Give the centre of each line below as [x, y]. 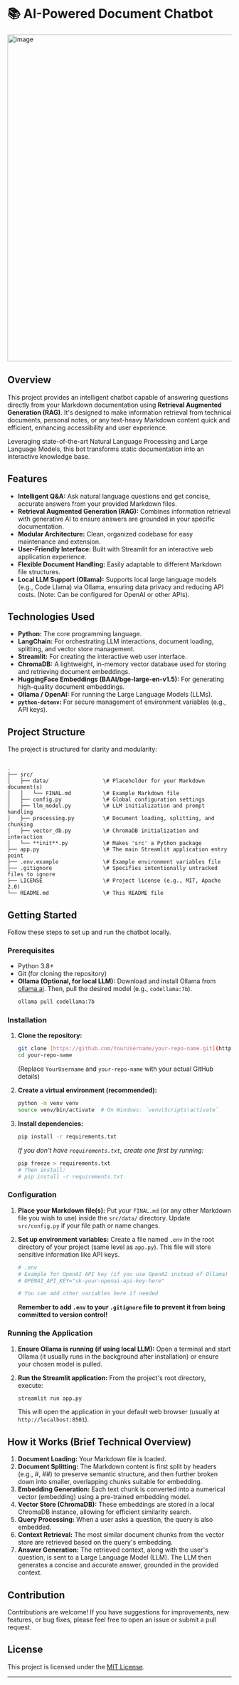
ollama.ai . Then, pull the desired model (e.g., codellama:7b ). [105, 989]
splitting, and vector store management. [76, 649]
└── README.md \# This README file [85, 893]
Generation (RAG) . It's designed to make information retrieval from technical [119, 412]
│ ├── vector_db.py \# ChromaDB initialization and [103, 831]
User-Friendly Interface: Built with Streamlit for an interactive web [115, 549]
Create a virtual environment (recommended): [87, 1090]
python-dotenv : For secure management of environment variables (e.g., [122, 702]
